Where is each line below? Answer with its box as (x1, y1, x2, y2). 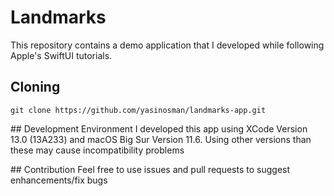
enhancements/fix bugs (10, 174, 108, 186)
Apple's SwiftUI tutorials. (10, 49, 113, 61)
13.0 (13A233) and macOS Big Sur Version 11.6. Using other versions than (10, 133, 312, 145)
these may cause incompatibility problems (10, 144, 185, 156)
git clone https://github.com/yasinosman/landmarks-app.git (10, 105, 267, 115)
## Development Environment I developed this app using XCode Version (10, 122, 308, 135)
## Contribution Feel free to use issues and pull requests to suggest (10, 163, 291, 175)
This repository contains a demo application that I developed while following (10, 39, 325, 51)
